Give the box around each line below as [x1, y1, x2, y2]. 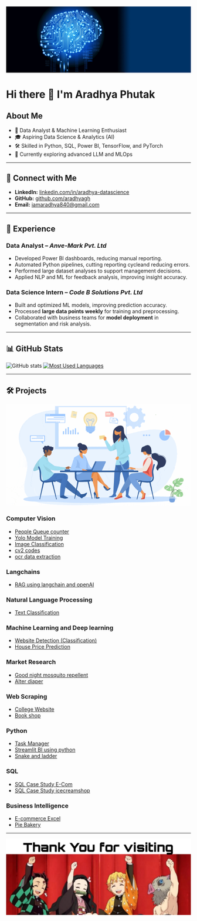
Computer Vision [6, 514, 56, 523]
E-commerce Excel [14, 814, 61, 822]
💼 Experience [6, 224, 56, 234]
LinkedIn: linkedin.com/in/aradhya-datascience [14, 189, 130, 196]
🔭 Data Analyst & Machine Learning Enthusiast [14, 127, 127, 134]
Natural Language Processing [6, 596, 93, 604]
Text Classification [14, 609, 60, 616]
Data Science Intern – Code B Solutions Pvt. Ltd [6, 288, 143, 297]
